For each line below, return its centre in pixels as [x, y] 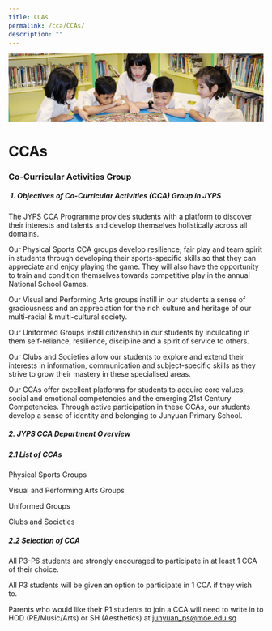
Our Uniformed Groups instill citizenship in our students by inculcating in [129, 332]
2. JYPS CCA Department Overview [70, 434]
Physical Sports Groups [48, 475]
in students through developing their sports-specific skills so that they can [132, 258]
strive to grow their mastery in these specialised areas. [100, 373]
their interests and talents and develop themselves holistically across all [128, 225]
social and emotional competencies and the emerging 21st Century [120, 398]
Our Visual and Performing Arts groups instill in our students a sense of [127, 299]
